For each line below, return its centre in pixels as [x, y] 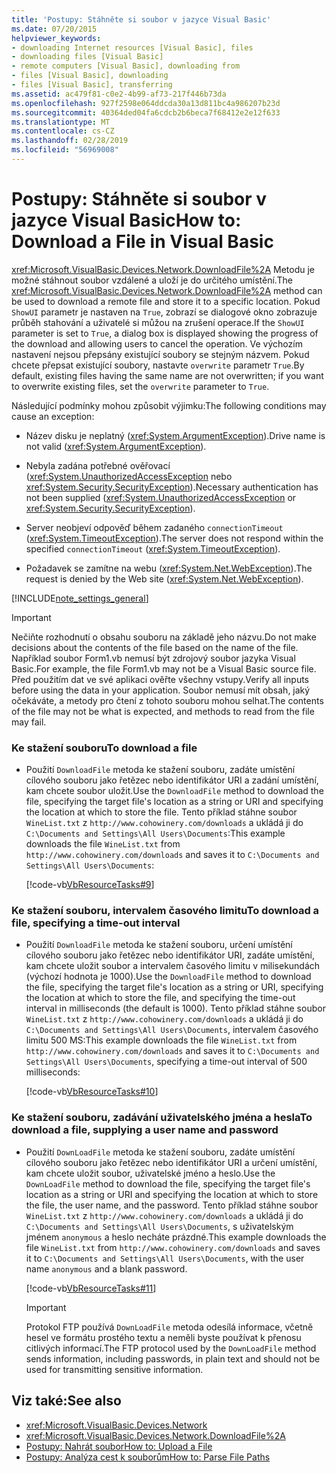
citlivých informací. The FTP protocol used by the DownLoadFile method [171, 1348]
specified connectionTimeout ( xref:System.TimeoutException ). [153, 548]
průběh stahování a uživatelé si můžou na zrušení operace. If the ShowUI [158, 322]
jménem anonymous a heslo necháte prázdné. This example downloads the [176, 1237]
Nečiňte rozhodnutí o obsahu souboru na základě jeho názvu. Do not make [164, 637]
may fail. [29, 722]
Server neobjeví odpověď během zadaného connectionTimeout [154, 527]
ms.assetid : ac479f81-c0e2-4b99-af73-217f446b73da [119, 94]
